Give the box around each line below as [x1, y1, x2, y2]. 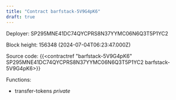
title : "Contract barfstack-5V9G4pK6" [6, 8, 101, 15]
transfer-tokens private [14, 87, 71, 94]
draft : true [6, 14, 35, 20]
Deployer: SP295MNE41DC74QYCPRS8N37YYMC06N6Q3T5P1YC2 [6, 30, 168, 37]
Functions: [6, 76, 32, 83]
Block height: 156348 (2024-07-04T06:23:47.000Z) [6, 41, 131, 48]
